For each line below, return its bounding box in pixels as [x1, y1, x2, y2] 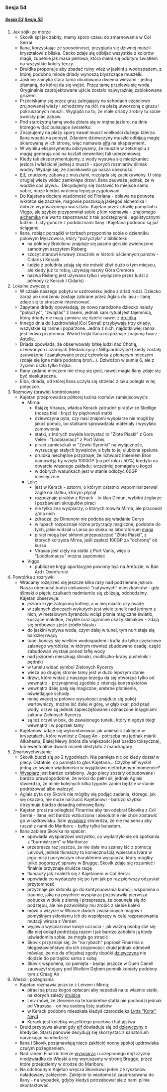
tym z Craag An [27, 971, 60, 977]
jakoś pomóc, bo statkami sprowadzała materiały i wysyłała [34, 420, 156, 426]
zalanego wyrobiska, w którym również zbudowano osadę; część [27, 643, 162, 649]
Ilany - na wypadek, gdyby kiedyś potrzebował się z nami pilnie [19, 1077, 150, 1083]
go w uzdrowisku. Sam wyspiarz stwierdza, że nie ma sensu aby [19, 818, 152, 823]
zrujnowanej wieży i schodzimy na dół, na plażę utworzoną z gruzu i [19, 103, 160, 109]
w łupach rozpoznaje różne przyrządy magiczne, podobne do [34, 521, 161, 527]
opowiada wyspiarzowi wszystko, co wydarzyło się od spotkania [27, 833, 160, 839]
